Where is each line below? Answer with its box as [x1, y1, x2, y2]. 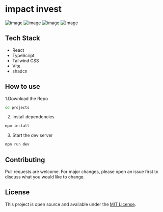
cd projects [5, 105, 29, 110]
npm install [5, 123, 29, 129]
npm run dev [5, 142, 29, 147]
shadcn [12, 68, 28, 74]
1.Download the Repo [5, 95, 48, 102]
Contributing [5, 155, 45, 164]
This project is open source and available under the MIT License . [5, 201, 136, 207]
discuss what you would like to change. [5, 174, 85, 179]
